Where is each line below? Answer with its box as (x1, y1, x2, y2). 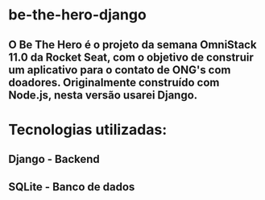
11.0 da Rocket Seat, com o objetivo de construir (8, 50, 254, 64)
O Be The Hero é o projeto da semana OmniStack (8, 38, 257, 52)
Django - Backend (8, 152, 101, 166)
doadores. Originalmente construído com (8, 75, 220, 90)
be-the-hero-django (8, 6, 147, 24)
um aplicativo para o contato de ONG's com (8, 63, 231, 77)
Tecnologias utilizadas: (8, 120, 168, 139)
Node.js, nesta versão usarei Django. (8, 88, 198, 102)
